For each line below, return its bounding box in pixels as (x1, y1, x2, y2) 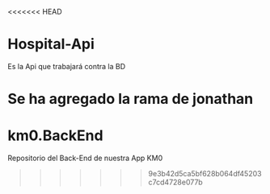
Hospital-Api (7, 35, 95, 53)
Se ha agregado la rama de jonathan (7, 90, 254, 108)
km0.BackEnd (7, 126, 103, 145)
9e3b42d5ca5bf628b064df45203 (148, 169, 262, 179)
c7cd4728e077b (148, 177, 203, 188)
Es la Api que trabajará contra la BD (7, 61, 126, 71)
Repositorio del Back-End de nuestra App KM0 (7, 153, 163, 163)
